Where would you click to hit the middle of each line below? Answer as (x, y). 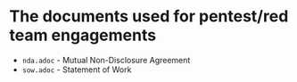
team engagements (83, 35)
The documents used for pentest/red (149, 16)
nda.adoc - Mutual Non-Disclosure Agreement (106, 60)
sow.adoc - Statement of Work (77, 70)
